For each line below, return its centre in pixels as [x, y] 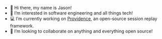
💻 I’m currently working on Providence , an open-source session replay [84, 18]
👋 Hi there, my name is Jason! [41, 8]
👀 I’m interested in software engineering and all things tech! [71, 13]
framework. [22, 26]
